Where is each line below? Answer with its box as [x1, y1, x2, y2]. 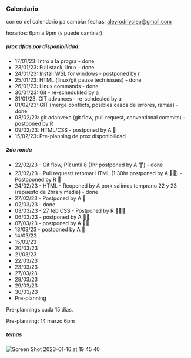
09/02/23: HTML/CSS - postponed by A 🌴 [14, 126, 116, 133]
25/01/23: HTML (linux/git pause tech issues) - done [14, 76, 142, 83]
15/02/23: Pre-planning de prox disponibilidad [14, 133, 126, 140]
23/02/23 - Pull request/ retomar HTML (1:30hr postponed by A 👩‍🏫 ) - [14, 170, 182, 177]
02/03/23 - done [14, 201, 56, 208]
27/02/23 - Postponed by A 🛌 [14, 195, 86, 202]
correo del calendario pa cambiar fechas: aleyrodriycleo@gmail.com [6, 18, 172, 25]
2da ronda [6, 146, 32, 153]
